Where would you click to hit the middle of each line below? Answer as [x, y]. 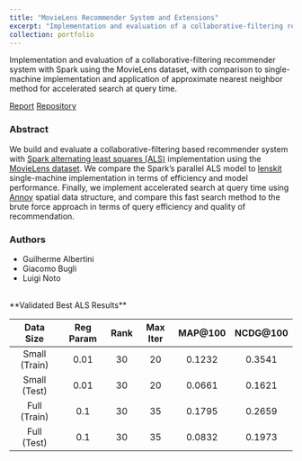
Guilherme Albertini [58, 258]
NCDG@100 [262, 332]
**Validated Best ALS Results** [68, 305]
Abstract [29, 130]
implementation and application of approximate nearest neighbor [163, 79]
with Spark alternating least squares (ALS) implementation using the [136, 158]
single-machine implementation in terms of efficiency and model [129, 177]
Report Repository [43, 106]
